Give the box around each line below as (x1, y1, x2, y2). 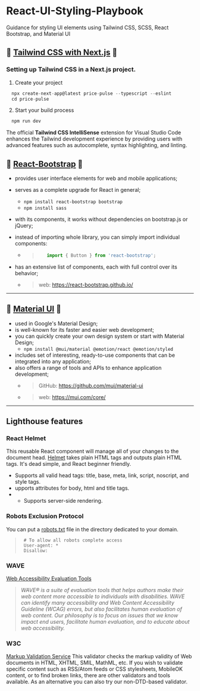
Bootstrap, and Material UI (6, 30, 70, 37)
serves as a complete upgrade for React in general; (14, 186, 141, 194)
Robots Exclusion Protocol (6, 512, 84, 521)
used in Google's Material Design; (14, 320, 98, 327)
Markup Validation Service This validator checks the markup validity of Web (6, 653, 192, 660)
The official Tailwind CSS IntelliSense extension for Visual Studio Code (6, 129, 182, 136)
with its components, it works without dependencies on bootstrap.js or (14, 216, 188, 223)
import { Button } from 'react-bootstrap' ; (46, 253, 157, 259)
